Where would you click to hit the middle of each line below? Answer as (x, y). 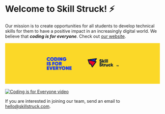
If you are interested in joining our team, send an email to (63, 101)
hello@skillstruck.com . (28, 106)
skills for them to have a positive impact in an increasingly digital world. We (81, 31)
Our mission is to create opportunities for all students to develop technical (80, 26)
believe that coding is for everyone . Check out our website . (66, 36)
